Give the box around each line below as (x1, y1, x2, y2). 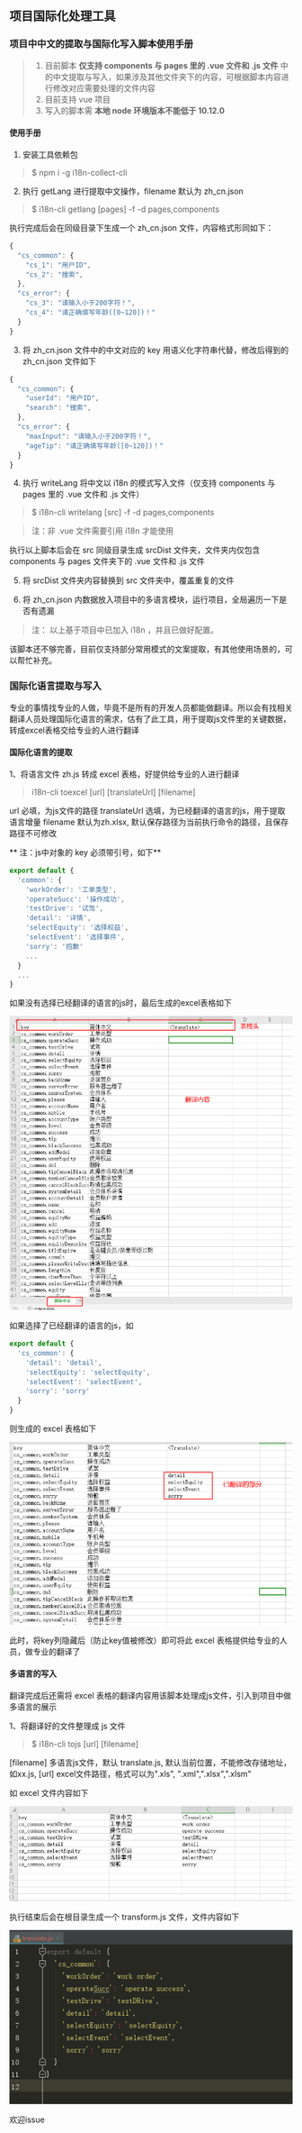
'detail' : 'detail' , (25, 1358, 102, 1367)
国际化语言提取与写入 (9, 679, 102, 692)
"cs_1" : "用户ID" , (25, 260, 92, 269)
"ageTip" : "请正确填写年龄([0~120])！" (25, 441, 164, 451)
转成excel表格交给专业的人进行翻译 (9, 725, 139, 735)
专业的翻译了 (32, 1645, 81, 1656)
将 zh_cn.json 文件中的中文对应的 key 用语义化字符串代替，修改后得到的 (22, 344, 289, 355)
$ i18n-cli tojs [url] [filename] (31, 1738, 139, 1750)
